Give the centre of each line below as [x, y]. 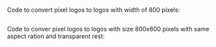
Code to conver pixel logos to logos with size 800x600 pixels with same [108, 29]
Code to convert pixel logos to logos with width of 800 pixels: [94, 10]
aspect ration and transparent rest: [56, 36]
